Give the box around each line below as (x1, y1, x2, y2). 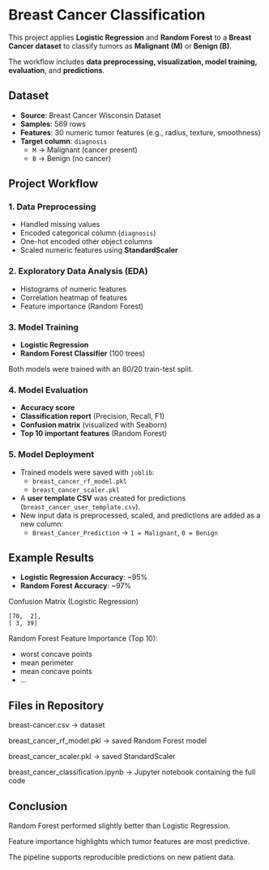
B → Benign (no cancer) (32, 153, 112, 163)
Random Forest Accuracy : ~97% (19, 581, 132, 591)
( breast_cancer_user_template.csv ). (19, 501, 140, 511)
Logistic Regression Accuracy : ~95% (19, 573, 148, 582)
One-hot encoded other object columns (19, 237, 153, 246)
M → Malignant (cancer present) (32, 144, 138, 155)
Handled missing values (19, 220, 100, 229)
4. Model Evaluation (8, 384, 88, 395)
